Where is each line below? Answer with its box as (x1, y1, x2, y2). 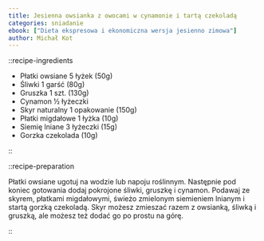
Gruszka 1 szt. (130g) (19, 89, 89, 98)
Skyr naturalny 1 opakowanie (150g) (19, 105, 137, 115)
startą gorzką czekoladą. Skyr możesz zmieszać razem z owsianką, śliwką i (8, 203, 257, 212)
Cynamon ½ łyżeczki (19, 97, 89, 106)
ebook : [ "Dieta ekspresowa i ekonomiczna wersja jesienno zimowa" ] (8, 26, 238, 34)
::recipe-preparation (8, 161, 74, 172)
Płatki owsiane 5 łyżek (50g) (19, 71, 113, 81)
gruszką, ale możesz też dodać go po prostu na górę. (8, 211, 184, 220)
